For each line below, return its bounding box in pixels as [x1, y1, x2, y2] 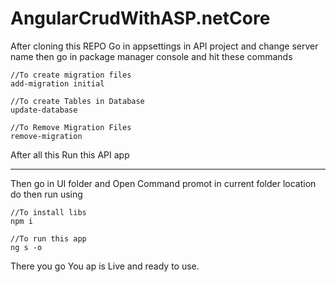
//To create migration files [10, 70, 132, 80]
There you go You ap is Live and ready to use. [10, 260, 200, 272]
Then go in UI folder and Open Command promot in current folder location [10, 177, 317, 189]
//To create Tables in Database [10, 96, 145, 106]
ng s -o [10, 242, 43, 252]
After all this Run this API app [10, 148, 130, 161]
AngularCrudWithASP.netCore [10, 7, 271, 30]
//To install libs [10, 207, 87, 217]
